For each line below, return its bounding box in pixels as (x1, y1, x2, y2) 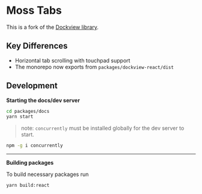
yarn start (6, 114, 34, 120)
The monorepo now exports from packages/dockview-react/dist (14, 63, 174, 70)
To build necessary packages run (6, 171, 89, 178)
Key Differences (6, 41, 68, 51)
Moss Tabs (6, 4, 62, 17)
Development (6, 80, 58, 91)
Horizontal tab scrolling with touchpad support (14, 56, 130, 64)
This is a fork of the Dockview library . (6, 23, 99, 31)
